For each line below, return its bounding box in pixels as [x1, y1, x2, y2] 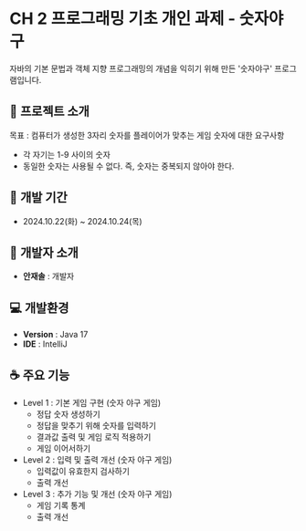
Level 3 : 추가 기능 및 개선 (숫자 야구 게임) [22, 489, 173, 499]
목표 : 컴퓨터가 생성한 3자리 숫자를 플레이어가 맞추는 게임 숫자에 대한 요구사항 [9, 130, 285, 141]
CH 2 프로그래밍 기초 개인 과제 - [9, 8, 236, 29]
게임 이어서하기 [36, 443, 91, 453]
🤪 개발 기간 [9, 190, 69, 205]
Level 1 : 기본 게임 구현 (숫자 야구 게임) [22, 398, 162, 408]
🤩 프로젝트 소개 [9, 104, 90, 120]
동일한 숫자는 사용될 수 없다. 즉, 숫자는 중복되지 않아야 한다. [22, 161, 235, 172]
